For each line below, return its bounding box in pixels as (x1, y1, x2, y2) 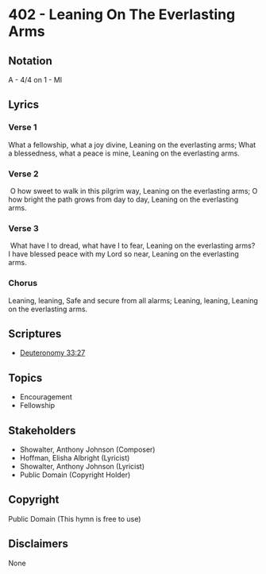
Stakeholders (8, 423, 76, 437)
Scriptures (8, 327, 62, 341)
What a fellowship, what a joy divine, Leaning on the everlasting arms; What (8, 140, 256, 149)
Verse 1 (8, 121, 37, 133)
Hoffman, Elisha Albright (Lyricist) (19, 453, 130, 463)
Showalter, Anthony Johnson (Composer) (19, 445, 156, 454)
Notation (8, 54, 53, 67)
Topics (8, 371, 43, 384)
